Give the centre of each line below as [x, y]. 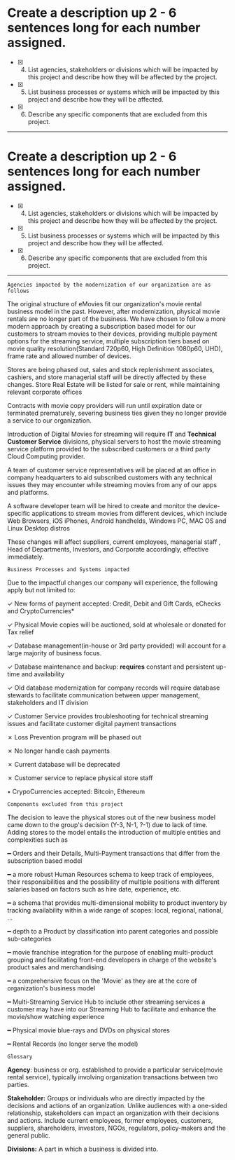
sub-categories [29, 939]
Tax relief [21, 632]
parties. [18, 1084]
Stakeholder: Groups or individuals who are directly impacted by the [106, 1098]
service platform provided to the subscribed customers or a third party [109, 449]
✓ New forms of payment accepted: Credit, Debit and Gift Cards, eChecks [114, 603]
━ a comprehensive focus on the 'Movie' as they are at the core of [102, 981]
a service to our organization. [50, 420]
